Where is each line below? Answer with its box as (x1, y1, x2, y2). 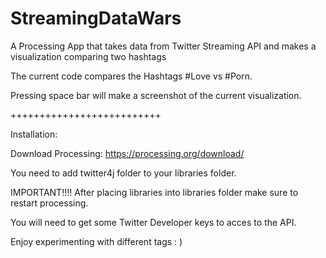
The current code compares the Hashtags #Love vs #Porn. (10, 70, 253, 82)
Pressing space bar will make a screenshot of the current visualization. (10, 89, 302, 101)
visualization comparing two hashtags (10, 50, 167, 62)
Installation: (10, 128, 58, 140)
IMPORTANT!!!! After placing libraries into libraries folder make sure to (10, 186, 299, 198)
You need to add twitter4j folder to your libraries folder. (10, 167, 237, 179)
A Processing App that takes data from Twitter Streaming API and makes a (10, 40, 317, 52)
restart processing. (10, 197, 89, 209)
